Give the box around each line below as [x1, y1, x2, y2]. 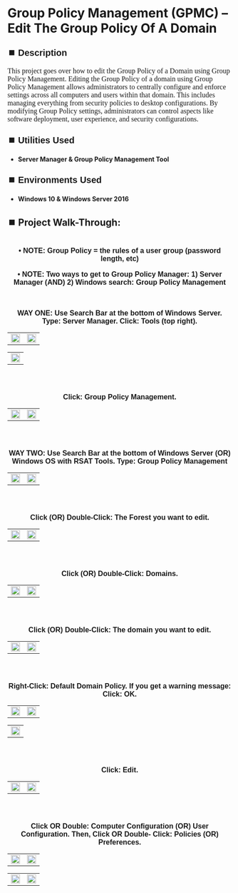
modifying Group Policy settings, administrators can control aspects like [7, 107, 214, 116]
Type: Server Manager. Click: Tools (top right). [42, 317, 197, 326]
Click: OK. [102, 690, 138, 698]
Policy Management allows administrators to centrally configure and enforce [7, 83, 227, 91]
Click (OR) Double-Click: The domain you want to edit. [28, 626, 212, 634]
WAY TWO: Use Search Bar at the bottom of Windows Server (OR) [9, 449, 231, 458]
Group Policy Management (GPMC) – [7, 5, 228, 21]
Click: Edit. [100, 766, 139, 774]
